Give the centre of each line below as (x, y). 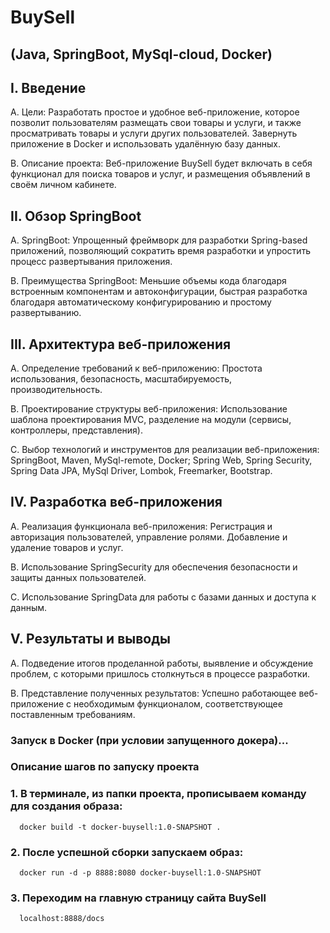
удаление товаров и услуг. (67, 547)
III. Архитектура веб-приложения (121, 344)
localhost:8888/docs (62, 919)
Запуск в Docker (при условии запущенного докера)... (149, 740)
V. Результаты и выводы (90, 639)
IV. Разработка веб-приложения (116, 502)
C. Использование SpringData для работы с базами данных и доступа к (163, 597)
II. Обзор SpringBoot (76, 216)
